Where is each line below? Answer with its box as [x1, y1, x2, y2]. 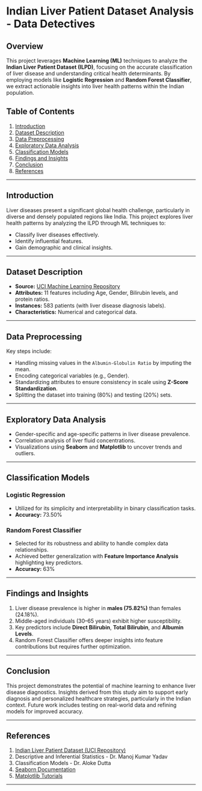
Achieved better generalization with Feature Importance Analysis [14, 553, 179, 560]
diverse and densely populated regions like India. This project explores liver [6, 213, 194, 220]
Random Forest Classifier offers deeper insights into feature [14, 636, 164, 643]
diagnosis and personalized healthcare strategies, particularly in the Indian [6, 695, 191, 702]
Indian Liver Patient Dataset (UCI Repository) [14, 746, 126, 754]
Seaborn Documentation [14, 766, 76, 773]
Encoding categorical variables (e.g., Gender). [14, 372, 129, 379]
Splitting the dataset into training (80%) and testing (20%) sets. [14, 391, 173, 399]
